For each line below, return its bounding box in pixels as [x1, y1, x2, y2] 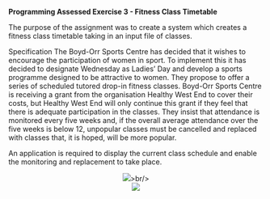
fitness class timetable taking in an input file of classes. [8, 32, 192, 40]
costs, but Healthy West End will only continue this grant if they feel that [8, 99, 248, 108]
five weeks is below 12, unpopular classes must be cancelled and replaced [8, 125, 257, 133]
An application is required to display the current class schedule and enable [8, 149, 257, 158]
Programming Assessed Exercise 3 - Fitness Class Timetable [8, 7, 217, 16]
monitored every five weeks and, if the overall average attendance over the [8, 116, 259, 125]
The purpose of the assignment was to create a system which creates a [8, 23, 247, 32]
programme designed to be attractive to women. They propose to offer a [8, 73, 250, 82]
